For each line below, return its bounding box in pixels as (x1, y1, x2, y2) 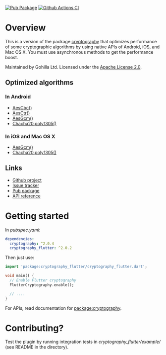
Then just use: (5, 255, 35, 261)
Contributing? (5, 322, 64, 334)
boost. (5, 54, 18, 60)
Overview (5, 22, 46, 33)
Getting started (5, 210, 69, 221)
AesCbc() (12, 104, 32, 110)
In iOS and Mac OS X (5, 133, 55, 140)
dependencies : (5, 236, 35, 241)
